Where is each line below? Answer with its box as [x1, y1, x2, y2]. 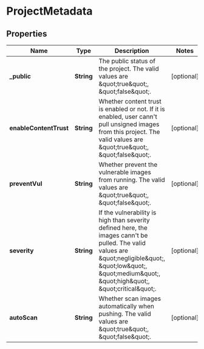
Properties [6, 29, 47, 39]
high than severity [98, 216, 150, 224]
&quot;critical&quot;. [98, 284, 157, 293]
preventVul [9, 180, 42, 188]
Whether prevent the [98, 160, 158, 169]
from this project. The [98, 128, 160, 136]
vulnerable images [98, 168, 152, 176]
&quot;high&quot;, [98, 277, 150, 285]
